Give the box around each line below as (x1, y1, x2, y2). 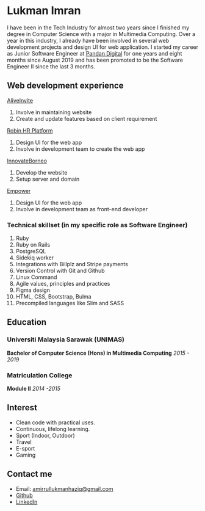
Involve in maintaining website (15, 108, 92, 116)
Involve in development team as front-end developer (15, 205, 148, 212)
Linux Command (15, 274, 57, 281)
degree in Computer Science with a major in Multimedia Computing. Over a (7, 30, 196, 37)
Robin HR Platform (7, 126, 54, 134)
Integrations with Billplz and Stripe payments (15, 261, 129, 268)
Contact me (7, 469, 52, 479)
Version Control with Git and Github (15, 267, 105, 275)
